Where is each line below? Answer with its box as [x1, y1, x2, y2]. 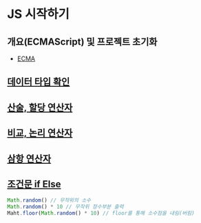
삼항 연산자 [7, 153, 52, 164]
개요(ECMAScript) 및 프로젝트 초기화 [7, 36, 158, 47]
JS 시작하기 [7, 6, 70, 22]
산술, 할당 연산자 [7, 101, 73, 114]
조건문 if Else [7, 178, 61, 190]
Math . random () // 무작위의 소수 [7, 197, 92, 204]
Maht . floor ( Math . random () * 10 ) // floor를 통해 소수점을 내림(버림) [7, 210, 195, 217]
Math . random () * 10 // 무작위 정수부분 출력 [7, 204, 124, 211]
